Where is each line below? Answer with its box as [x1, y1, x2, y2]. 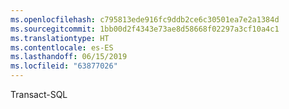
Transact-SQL [10, 89, 68, 100]
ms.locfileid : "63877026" [10, 61, 118, 71]
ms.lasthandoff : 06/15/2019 [10, 52, 128, 62]
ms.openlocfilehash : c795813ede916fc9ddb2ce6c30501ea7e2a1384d [10, 14, 280, 25]
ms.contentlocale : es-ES [10, 42, 114, 53]
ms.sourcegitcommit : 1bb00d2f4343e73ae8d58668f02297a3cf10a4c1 [10, 24, 280, 34]
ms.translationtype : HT [10, 33, 110, 43]
